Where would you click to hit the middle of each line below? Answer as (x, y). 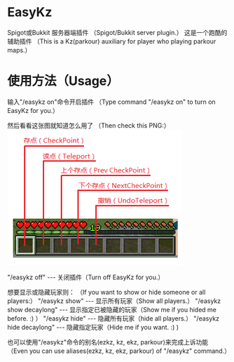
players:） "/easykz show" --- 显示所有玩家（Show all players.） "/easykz (114, 301)
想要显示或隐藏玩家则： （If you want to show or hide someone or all (106, 292)
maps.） (19, 50)
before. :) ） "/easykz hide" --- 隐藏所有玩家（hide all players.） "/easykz (113, 318)
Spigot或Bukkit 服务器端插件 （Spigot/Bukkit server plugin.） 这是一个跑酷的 (117, 32)
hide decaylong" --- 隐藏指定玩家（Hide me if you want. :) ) (93, 327)
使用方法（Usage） (63, 81)
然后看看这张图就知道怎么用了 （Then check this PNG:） (89, 125)
